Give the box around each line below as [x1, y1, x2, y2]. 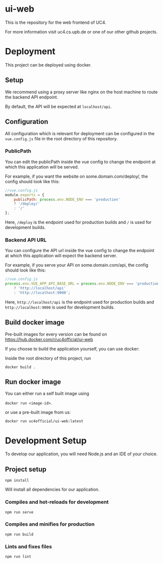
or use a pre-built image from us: [5, 410, 71, 415]
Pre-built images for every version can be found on [5, 331, 108, 337]
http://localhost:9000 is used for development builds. [5, 304, 115, 310]
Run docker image [5, 378, 61, 386]
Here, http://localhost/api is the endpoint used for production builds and [5, 299, 154, 305]
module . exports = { [5, 192, 45, 197]
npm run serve [5, 510, 34, 514]
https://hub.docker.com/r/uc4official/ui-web [5, 336, 93, 342]
